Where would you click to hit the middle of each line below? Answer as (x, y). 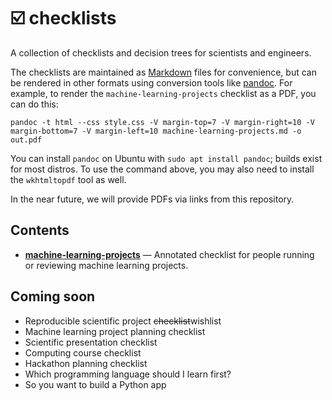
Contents (40, 230)
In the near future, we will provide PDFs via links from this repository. (152, 199)
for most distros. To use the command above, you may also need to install (162, 169)
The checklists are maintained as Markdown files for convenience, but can (163, 72)
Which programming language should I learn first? (128, 374)
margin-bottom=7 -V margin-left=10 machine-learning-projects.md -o (156, 131)
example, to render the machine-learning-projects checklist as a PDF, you (163, 93)
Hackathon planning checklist (86, 363)
